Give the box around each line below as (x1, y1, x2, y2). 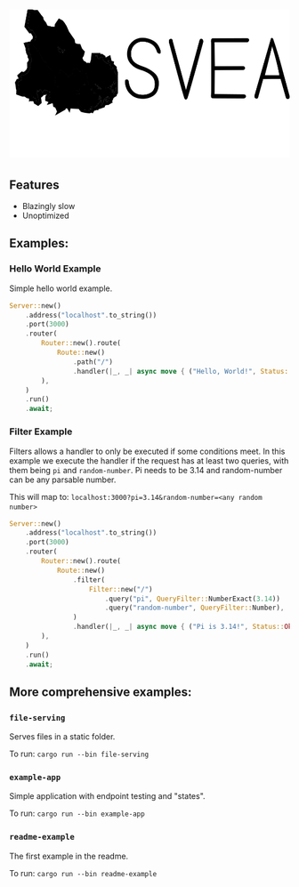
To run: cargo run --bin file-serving (9, 748, 149, 760)
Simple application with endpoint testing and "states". (9, 791, 206, 802)
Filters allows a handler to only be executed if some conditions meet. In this (9, 446, 286, 456)
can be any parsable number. (9, 474, 117, 485)
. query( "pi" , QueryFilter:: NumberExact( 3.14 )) (104, 594, 280, 603)
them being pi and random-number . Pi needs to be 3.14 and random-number (9, 464, 283, 475)
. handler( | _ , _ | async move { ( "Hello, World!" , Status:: (72, 367, 293, 375)
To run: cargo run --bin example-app (9, 808, 145, 818)
